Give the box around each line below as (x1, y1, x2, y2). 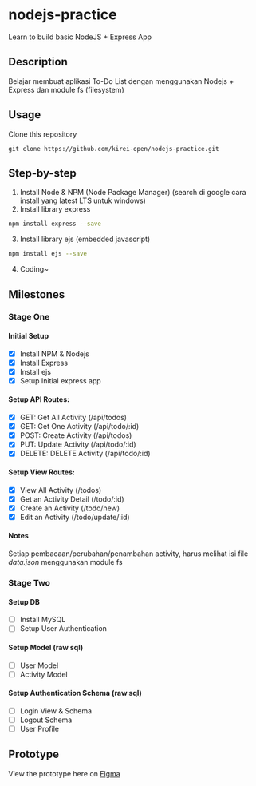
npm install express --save (8, 220, 102, 228)
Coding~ (19, 264, 49, 274)
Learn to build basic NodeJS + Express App (8, 32, 152, 42)
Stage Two (8, 577, 50, 588)
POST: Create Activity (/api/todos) (19, 431, 132, 440)
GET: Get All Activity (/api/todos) (19, 413, 128, 423)
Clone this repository (8, 129, 77, 139)
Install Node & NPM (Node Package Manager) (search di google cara (19, 188, 246, 197)
